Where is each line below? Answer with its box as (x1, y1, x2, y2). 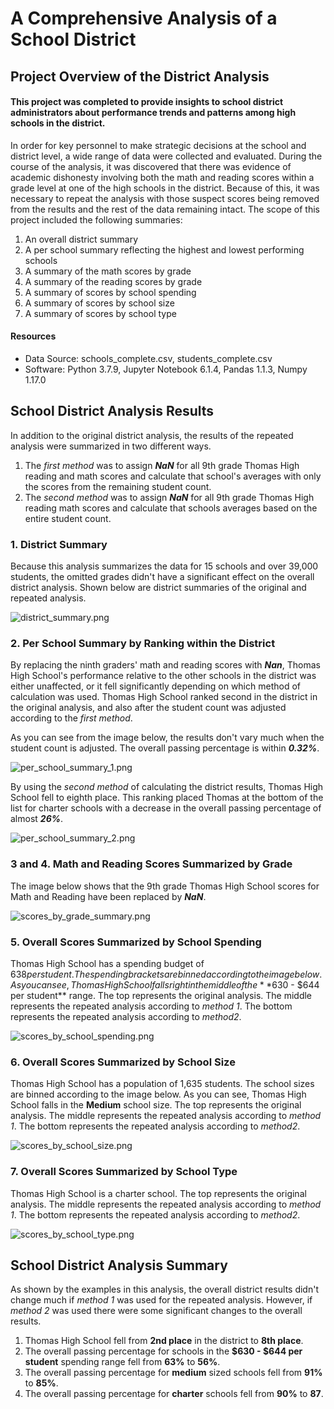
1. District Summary (10, 537, 108, 551)
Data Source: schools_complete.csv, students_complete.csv (24, 352, 273, 364)
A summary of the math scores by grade (24, 265, 192, 277)
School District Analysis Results (10, 403, 215, 420)
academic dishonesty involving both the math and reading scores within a (10, 171, 315, 183)
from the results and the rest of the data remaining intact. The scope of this (10, 203, 320, 215)
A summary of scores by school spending (24, 286, 197, 298)
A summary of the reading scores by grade (24, 275, 203, 287)
